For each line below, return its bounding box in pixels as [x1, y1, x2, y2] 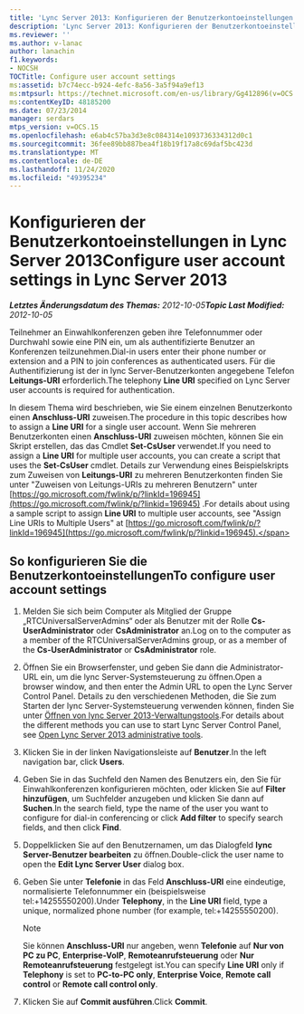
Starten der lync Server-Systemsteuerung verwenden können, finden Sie [22, 701, 295, 711]
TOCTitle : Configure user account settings [9, 72, 176, 81]
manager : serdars [9, 114, 75, 123]
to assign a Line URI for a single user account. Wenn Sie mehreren [9, 422, 257, 433]
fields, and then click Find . [22, 822, 122, 833]
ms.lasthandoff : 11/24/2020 [9, 165, 116, 174]
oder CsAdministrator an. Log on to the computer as [96, 626, 291, 636]
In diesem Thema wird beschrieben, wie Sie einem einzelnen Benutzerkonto [9, 402, 292, 413]
